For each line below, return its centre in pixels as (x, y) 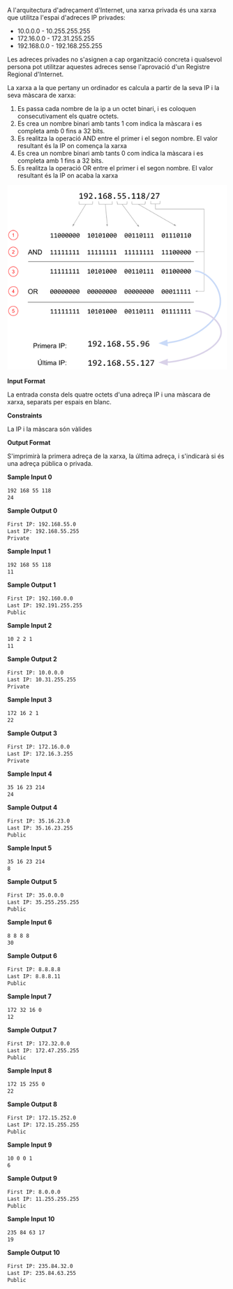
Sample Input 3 (30, 700)
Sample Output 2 (32, 659)
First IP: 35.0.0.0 (36, 896)
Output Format (29, 443)
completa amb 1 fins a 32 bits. (60, 161)
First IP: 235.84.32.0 (40, 1267)
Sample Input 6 (30, 922)
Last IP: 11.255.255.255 (43, 1199)
